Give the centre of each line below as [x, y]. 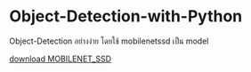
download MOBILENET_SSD [60, 59]
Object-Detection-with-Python [126, 16]
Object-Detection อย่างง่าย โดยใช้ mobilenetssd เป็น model [109, 41]
